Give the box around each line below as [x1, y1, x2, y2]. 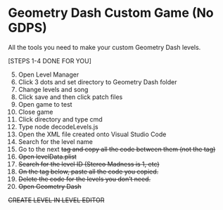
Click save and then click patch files [18, 93, 123, 101]
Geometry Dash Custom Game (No [8, 5, 214, 21]
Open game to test [18, 100, 72, 108]
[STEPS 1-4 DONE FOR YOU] [8, 56, 92, 65]
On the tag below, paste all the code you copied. [18, 167, 159, 176]
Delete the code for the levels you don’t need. [18, 174, 151, 183]
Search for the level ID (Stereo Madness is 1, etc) [18, 159, 160, 168]
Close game [18, 107, 53, 116]
